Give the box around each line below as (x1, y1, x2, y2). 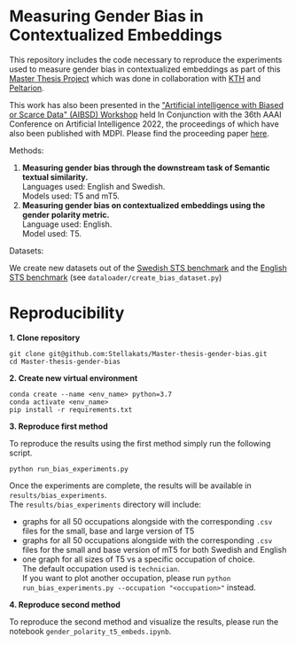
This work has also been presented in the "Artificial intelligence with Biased (9, 99, 284, 110)
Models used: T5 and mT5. (21, 190, 120, 201)
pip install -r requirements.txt (9, 405, 133, 414)
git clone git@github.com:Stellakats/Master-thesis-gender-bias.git (9, 349, 268, 358)
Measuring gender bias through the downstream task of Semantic (21, 162, 270, 173)
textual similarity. (21, 171, 89, 183)
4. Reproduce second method (9, 599, 121, 610)
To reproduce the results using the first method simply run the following (9, 438, 271, 448)
